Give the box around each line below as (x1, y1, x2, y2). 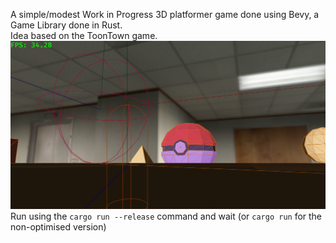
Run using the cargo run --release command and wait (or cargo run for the (10, 210, 323, 223)
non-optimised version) (10, 221, 107, 233)
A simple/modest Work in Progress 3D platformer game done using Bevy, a (10, 9, 320, 20)
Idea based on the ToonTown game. (10, 30, 158, 41)
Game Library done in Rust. (10, 19, 123, 31)
